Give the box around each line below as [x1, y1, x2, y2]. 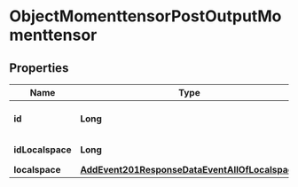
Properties [9, 60, 69, 75]
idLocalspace [13, 144, 72, 156]
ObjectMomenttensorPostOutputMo [9, 6, 282, 27]
